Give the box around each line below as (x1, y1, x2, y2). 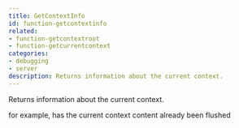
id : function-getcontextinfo (8, 19, 107, 28)
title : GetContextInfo (8, 11, 85, 20)
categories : (8, 49, 49, 58)
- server (8, 65, 38, 73)
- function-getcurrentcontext (8, 42, 111, 50)
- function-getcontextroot (8, 34, 100, 43)
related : (8, 27, 38, 35)
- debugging (8, 58, 49, 66)
